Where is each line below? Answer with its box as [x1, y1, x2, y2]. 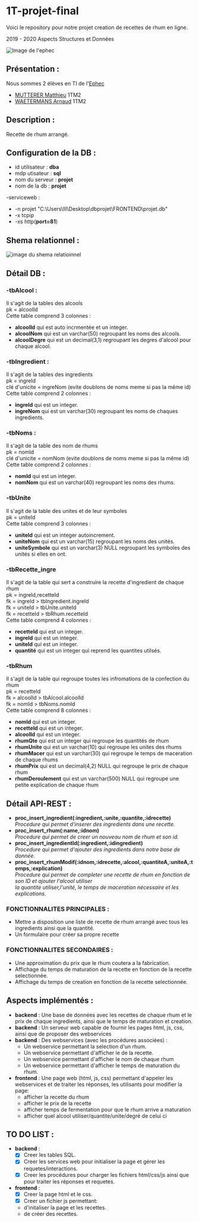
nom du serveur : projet [14, 176, 73, 183]
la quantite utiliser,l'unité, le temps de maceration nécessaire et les [14, 884, 179, 891]
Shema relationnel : [6, 235, 80, 245]
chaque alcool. [14, 343, 52, 350]
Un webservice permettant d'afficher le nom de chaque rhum [23, 1055, 174, 1062]
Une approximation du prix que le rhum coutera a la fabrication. [14, 959, 170, 966]
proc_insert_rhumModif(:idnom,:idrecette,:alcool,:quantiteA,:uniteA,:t [14, 859, 193, 866]
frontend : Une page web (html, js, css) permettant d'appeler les [14, 1074, 173, 1081]
